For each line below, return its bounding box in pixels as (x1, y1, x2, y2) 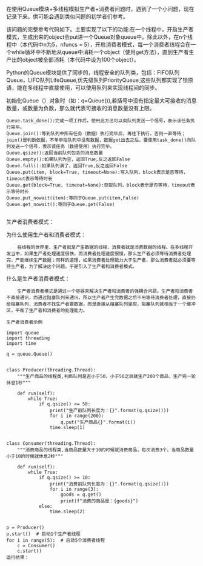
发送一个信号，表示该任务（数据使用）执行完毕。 (10, 144, 115, 150)
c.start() (17, 548, 42, 554)
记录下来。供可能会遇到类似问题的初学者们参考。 (6, 13, 128, 20)
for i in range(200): (49, 413, 104, 419)
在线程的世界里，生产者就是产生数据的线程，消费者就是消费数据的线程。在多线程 (17, 244, 189, 250)
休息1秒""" (6, 380, 32, 386)
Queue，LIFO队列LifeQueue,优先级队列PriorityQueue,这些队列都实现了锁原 (6, 76, 194, 84)
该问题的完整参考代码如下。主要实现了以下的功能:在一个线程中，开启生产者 (6, 26, 194, 33)
